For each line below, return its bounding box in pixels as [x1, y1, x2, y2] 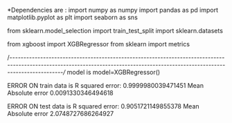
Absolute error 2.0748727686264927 [7, 110, 114, 117]
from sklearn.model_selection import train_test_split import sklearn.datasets [7, 27, 224, 35]
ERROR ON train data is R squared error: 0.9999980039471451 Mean [7, 82, 204, 89]
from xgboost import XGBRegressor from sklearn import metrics [7, 40, 190, 48]
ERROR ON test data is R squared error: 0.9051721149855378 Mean [7, 102, 199, 110]
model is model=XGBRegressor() [66, 68, 161, 76]
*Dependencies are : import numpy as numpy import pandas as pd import [7, 6, 218, 14]
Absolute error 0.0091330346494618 [7, 89, 114, 97]
